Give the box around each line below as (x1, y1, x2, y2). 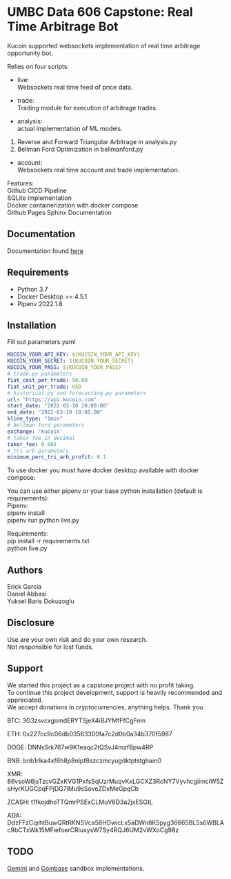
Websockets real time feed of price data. (17, 83, 133, 91)
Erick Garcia (7, 583, 42, 591)
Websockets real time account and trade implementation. (17, 165, 180, 174)
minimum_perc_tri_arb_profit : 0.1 (7, 454, 107, 461)
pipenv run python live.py (7, 516, 79, 525)
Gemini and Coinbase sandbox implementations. (7, 864, 145, 872)
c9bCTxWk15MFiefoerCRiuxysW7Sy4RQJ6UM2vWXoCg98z (7, 825, 179, 834)
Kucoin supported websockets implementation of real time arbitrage (7, 41, 201, 50)
